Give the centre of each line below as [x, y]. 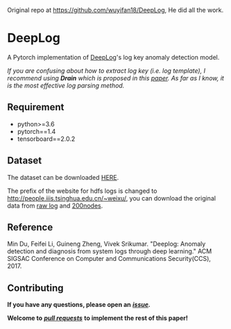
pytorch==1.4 [36, 131]
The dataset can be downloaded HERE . [63, 177]
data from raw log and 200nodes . [55, 205]
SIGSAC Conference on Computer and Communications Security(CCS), [109, 259]
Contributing [35, 288]
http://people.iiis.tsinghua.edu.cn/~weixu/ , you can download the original [112, 198]
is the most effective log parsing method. [66, 85]
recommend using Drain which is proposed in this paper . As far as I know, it [115, 78]
